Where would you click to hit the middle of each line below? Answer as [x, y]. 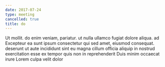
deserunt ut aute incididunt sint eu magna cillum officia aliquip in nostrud [80, 48]
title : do [15, 24]
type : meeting [20, 14]
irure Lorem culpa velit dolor [34, 59]
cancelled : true [22, 19]
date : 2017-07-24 [23, 10]
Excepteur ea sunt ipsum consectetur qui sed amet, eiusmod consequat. [80, 43]
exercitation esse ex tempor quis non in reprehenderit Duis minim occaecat [82, 54]
